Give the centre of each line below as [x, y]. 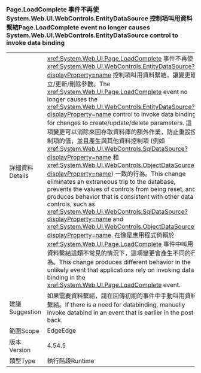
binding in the [66, 278]
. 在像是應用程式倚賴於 [143, 235]
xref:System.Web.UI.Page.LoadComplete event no [117, 92]
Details [19, 176]
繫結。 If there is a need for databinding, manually [116, 305]
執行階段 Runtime [71, 361]
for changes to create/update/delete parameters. [115, 123]
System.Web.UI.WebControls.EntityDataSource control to [92, 35]
